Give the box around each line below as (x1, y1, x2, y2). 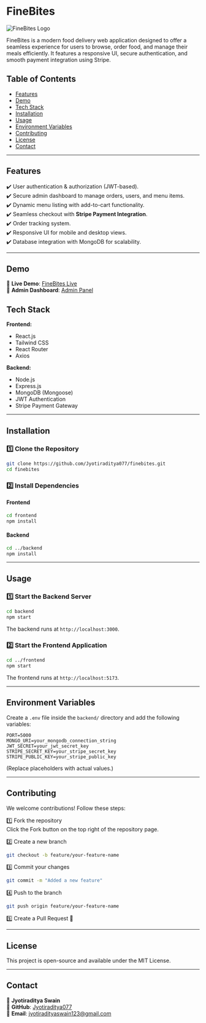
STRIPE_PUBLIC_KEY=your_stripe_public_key (6, 753, 116, 760)
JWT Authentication (15, 395, 66, 403)
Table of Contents (6, 74, 77, 84)
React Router (15, 346, 48, 353)
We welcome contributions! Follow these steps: (6, 804, 126, 812)
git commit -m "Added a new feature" (6, 877, 103, 884)
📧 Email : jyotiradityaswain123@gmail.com (6, 1009, 112, 1017)
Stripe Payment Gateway (15, 402, 78, 410)
